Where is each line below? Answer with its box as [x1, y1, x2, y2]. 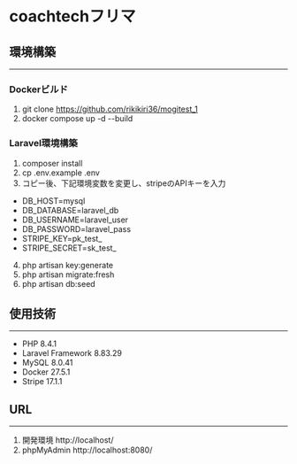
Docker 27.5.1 [21, 367, 71, 377]
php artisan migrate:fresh [21, 269, 115, 280]
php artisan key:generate [21, 259, 114, 270]
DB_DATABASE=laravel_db [21, 205, 119, 215]
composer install [21, 158, 83, 168]
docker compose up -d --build [21, 113, 133, 124]
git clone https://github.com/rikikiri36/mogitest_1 [21, 104, 199, 114]
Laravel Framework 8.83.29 [21, 348, 122, 359]
